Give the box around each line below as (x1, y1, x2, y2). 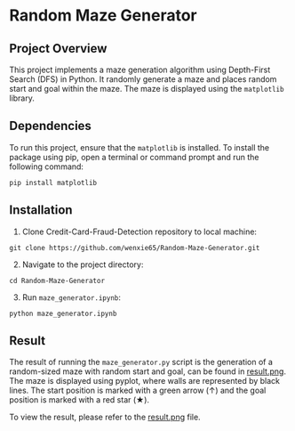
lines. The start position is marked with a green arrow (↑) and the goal (9, 385, 267, 396)
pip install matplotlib (9, 178, 98, 187)
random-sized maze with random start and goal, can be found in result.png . (9, 366, 287, 377)
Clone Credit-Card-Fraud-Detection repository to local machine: (21, 226, 258, 237)
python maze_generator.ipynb (9, 309, 117, 318)
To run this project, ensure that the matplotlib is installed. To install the (9, 142, 270, 152)
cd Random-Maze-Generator (9, 276, 105, 285)
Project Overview (9, 41, 108, 56)
